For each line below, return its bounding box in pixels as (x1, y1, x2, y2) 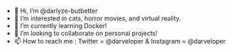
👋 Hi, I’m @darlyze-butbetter (13, 7, 98, 15)
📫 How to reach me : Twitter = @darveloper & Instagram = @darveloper (13, 37, 226, 45)
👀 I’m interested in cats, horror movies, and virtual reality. (13, 14, 182, 22)
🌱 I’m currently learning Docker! (13, 22, 108, 30)
